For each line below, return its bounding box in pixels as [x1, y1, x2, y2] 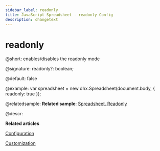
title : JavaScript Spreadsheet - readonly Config [5, 12, 113, 17]
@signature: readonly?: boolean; [5, 66, 74, 72]
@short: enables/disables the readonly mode [5, 56, 100, 62]
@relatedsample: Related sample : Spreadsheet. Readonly [5, 100, 127, 107]
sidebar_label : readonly [5, 7, 58, 13]
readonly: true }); [5, 91, 41, 97]
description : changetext [5, 17, 58, 22]
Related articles [5, 120, 39, 127]
